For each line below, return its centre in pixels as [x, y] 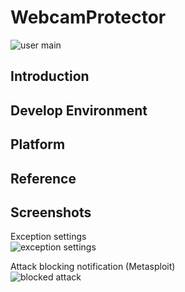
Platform [38, 144]
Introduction [50, 76]
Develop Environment [79, 110]
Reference [43, 178]
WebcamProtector [88, 17]
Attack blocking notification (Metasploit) [93, 267]
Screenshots [51, 212]
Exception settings [48, 237]
